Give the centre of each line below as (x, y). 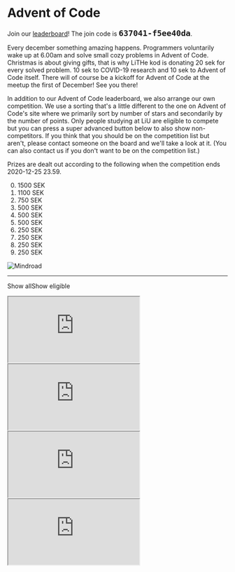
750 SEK (30, 200)
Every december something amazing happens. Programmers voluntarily (111, 48)
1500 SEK (31, 185)
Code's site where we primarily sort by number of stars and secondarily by (115, 113)
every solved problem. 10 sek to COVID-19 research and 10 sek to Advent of (116, 70)
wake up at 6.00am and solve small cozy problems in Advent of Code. (108, 55)
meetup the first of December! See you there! (73, 85)
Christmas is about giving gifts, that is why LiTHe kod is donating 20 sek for (116, 62)
